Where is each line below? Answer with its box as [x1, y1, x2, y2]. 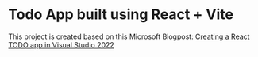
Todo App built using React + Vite [8, 6, 234, 24]
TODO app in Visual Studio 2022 [8, 40, 115, 49]
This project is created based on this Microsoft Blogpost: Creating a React [8, 32, 250, 41]
